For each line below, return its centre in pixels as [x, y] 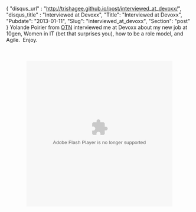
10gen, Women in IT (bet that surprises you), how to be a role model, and [95, 34]
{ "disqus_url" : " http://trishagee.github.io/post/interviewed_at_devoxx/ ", [94, 9]
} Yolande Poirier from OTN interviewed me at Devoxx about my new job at [97, 27]
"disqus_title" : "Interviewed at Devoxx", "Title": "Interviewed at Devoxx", [94, 15]
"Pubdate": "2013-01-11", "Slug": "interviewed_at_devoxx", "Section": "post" [98, 21]
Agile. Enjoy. [22, 40]
